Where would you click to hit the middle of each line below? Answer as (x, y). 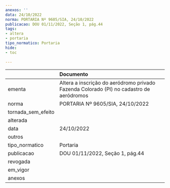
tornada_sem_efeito (31, 112)
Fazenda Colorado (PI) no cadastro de (105, 89)
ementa (17, 89)
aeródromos (74, 96)
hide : (11, 48)
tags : (11, 29)
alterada (18, 120)
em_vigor (18, 170)
